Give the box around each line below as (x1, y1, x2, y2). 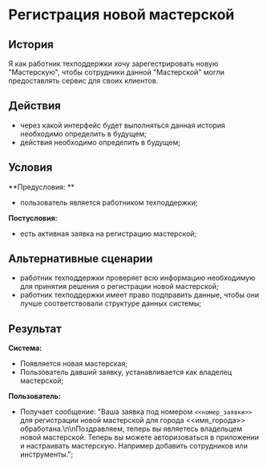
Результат (8, 322, 63, 335)
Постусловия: (8, 213, 58, 222)
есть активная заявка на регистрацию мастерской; (19, 229, 197, 238)
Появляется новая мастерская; (19, 359, 128, 368)
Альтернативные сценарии (8, 252, 153, 266)
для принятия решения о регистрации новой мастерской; (19, 282, 219, 291)
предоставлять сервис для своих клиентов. (8, 76, 159, 85)
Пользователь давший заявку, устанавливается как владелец (19, 368, 233, 377)
